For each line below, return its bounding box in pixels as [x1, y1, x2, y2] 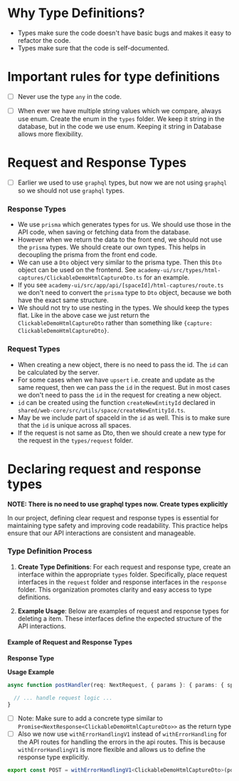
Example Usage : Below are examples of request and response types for [17, 606, 230, 615]
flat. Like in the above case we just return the [17, 311, 150, 320]
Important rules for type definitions [7, 69, 221, 85]
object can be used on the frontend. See [17, 266, 137, 274]
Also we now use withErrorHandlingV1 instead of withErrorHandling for [17, 729, 228, 738]
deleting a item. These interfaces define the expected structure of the [17, 614, 222, 623]
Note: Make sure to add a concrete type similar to [17, 714, 164, 723]
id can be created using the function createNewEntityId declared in [17, 398, 216, 407]
